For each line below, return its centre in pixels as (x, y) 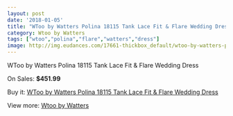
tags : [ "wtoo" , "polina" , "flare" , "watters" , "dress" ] (83, 39)
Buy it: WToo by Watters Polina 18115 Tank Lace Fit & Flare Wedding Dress (113, 92)
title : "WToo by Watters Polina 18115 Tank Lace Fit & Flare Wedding (110, 26)
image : (17, 46)
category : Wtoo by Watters (46, 33)
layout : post (26, 13)
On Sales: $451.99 (34, 79)
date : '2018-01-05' (35, 20)
